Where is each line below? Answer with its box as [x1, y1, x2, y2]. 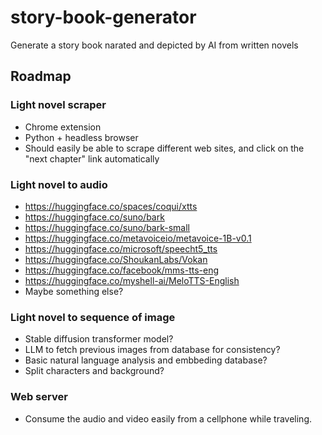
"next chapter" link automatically [24, 152, 160, 165]
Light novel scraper [10, 98, 107, 112]
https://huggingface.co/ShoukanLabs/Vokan [24, 253, 208, 265]
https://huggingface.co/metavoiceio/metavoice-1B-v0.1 [24, 232, 252, 244]
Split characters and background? [24, 365, 165, 377]
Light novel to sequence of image [10, 310, 176, 324]
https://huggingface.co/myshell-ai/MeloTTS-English [24, 274, 240, 286]
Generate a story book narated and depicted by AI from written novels [10, 39, 299, 51]
